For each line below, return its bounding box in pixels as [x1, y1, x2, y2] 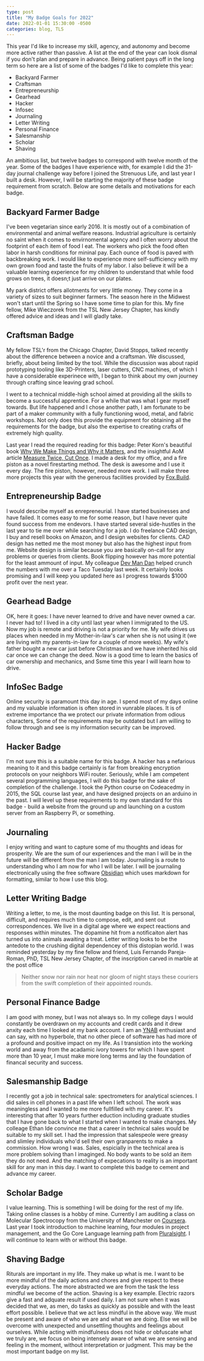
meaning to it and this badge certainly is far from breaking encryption [6, 764, 181, 771]
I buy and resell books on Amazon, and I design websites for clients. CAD [6, 533, 190, 540]
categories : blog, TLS [6, 26, 64, 32]
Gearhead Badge [6, 596, 72, 607]
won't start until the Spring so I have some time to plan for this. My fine [6, 300, 185, 307]
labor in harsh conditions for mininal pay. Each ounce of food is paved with [6, 249, 194, 256]
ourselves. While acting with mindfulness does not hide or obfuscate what [6, 1329, 192, 1335]
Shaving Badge [6, 1254, 65, 1264]
